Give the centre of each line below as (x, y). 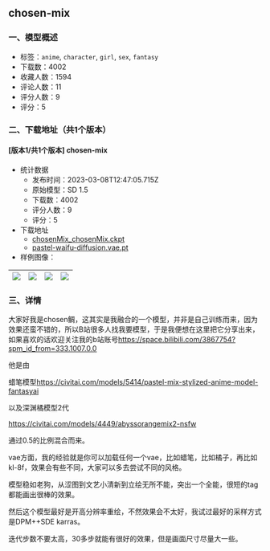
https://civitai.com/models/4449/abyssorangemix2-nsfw (102, 424)
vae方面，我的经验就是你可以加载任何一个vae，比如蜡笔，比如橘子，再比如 (133, 458)
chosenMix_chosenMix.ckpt (78, 239)
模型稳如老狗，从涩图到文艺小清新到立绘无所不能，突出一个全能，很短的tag (133, 484)
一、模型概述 (33, 38)
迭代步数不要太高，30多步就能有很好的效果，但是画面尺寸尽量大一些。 (125, 539)
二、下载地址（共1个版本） (59, 129)
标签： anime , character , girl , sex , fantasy (89, 56)
